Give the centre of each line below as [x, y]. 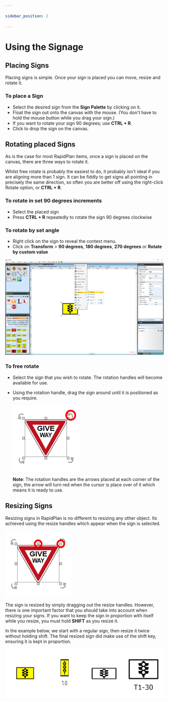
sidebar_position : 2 [27, 16]
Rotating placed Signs [40, 145]
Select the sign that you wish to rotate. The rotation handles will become [87, 377]
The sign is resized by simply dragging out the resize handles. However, [80, 605]
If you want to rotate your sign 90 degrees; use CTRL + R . [72, 123]
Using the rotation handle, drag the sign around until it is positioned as [85, 392]
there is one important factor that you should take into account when [76, 610]
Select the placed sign [36, 211]
